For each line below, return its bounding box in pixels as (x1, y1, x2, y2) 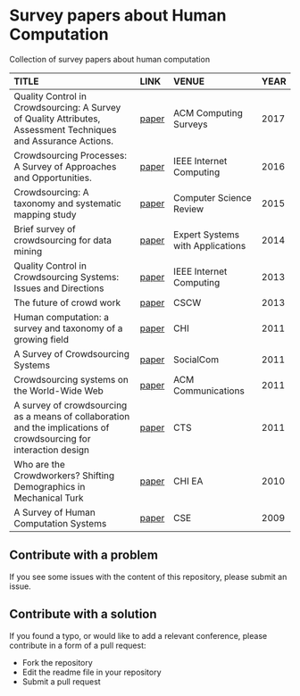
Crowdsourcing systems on (13, 373, 129, 385)
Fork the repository (21, 657, 94, 667)
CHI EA (173, 475, 204, 487)
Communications (173, 385, 246, 397)
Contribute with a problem (9, 548, 159, 563)
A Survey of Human (13, 506, 96, 518)
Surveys (173, 118, 208, 130)
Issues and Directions (13, 282, 104, 294)
